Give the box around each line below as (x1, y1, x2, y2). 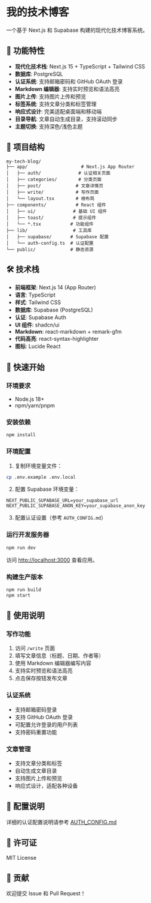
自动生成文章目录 (14, 767, 57, 774)
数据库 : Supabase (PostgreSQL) (14, 307, 94, 314)
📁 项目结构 (6, 142, 45, 152)
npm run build (6, 586, 42, 593)
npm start (6, 592, 31, 598)
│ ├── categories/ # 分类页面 (6, 176, 102, 182)
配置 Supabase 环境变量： (14, 485, 79, 493)
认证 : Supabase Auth (14, 314, 67, 321)
